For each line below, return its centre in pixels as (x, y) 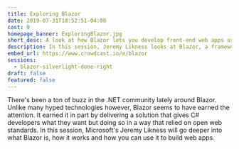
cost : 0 (19, 27)
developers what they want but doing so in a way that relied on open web (115, 123)
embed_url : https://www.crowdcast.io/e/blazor (78, 54)
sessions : (22, 60)
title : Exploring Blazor (44, 14)
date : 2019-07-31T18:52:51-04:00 (57, 21)
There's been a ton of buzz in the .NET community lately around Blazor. (112, 100)
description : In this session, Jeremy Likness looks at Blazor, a (108, 47)
